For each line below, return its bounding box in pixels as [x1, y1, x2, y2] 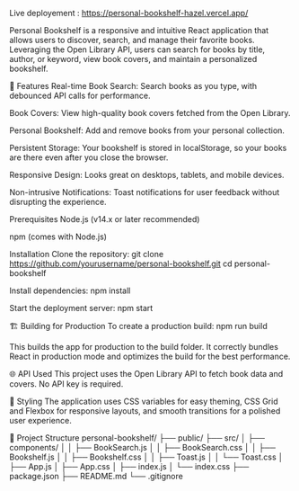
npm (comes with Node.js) [9, 231, 108, 242]
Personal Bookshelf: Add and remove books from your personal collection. [9, 125, 286, 136]
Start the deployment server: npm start [9, 303, 154, 313]
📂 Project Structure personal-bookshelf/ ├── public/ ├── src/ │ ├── [9, 433, 265, 443]
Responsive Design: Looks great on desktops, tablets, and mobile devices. [9, 170, 285, 180]
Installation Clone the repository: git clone [9, 249, 164, 259]
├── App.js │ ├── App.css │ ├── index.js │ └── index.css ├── [9, 461, 250, 471]
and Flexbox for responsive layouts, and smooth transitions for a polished [9, 406, 281, 416]
